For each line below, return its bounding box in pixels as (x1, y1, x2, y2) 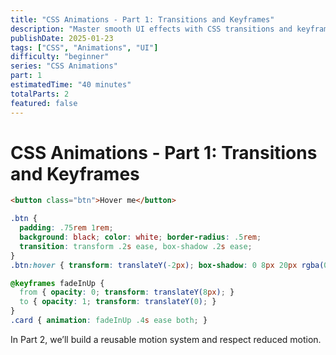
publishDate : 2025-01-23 (10, 33, 114, 43)
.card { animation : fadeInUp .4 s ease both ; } (10, 316, 208, 326)
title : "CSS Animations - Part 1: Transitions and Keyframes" (10, 14, 275, 25)
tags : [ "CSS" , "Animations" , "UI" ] (10, 42, 159, 53)
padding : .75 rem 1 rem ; (19, 223, 114, 233)
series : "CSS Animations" (10, 61, 118, 71)
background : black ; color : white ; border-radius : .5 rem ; (19, 232, 262, 243)
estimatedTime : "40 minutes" (10, 80, 132, 90)
